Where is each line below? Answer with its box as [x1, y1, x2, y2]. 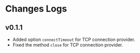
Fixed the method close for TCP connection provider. [12, 42, 123, 48]
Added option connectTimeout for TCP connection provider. [12, 36, 135, 42]
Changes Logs [5, 3, 67, 15]
